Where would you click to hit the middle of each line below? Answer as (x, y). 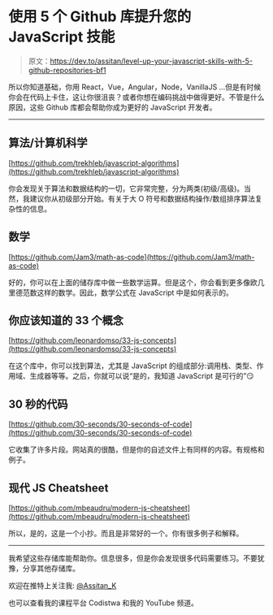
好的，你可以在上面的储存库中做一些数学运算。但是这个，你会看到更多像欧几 (136, 282)
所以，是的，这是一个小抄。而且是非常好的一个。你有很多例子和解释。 (126, 533)
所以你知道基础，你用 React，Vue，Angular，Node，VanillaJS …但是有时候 (135, 87)
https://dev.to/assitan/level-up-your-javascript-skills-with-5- (152, 61)
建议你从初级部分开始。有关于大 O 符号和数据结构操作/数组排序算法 (143, 198)
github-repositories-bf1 (67, 70)
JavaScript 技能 (62, 37)
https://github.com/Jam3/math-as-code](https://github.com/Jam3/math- (133, 257)
